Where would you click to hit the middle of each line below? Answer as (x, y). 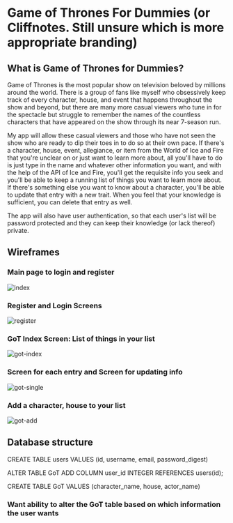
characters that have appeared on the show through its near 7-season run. (114, 122)
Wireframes (34, 252)
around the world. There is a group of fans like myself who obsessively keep (116, 92)
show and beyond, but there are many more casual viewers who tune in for (114, 107)
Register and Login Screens (55, 305)
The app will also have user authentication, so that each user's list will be (112, 215)
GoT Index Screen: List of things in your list (81, 338)
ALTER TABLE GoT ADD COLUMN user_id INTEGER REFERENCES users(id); (115, 473)
